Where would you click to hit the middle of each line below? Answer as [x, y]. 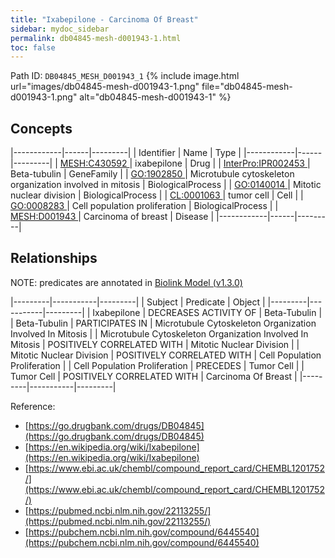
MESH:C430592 [93, 163]
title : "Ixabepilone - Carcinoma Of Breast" [104, 19]
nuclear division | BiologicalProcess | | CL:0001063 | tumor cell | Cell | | [157, 195]
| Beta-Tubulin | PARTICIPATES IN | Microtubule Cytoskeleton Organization [163, 323]
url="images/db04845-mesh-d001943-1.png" [105, 87]
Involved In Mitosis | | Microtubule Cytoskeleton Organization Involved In [159, 333]
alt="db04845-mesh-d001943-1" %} [155, 97]
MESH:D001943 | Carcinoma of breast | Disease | [112, 217]
